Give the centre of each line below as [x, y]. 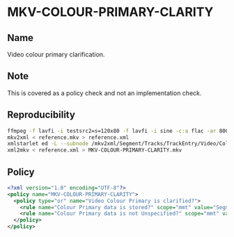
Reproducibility [41, 115]
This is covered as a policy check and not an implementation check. [104, 93]
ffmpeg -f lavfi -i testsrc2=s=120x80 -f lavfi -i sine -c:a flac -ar [112, 131]
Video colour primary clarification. [56, 54]
